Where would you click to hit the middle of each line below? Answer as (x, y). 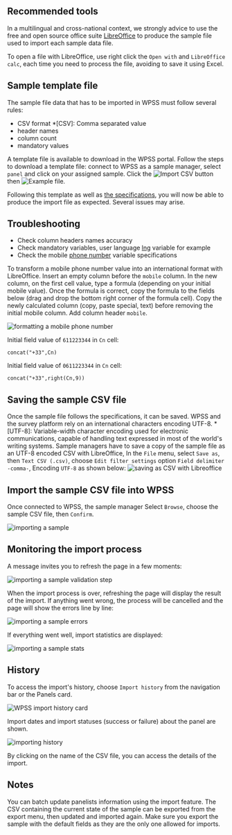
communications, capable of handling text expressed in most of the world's (115, 439)
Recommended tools (53, 11)
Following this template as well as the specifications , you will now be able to (116, 195)
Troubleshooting (44, 224)
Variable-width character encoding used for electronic (111, 431)
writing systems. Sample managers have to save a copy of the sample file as (116, 446)
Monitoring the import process (74, 550)
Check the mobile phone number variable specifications (97, 255)
